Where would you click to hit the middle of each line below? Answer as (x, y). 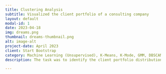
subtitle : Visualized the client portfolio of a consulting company (77, 14)
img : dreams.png (22, 32)
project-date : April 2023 (32, 46)
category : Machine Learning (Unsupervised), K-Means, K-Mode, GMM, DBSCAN (84, 55)
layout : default (22, 19)
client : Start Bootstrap (31, 50)
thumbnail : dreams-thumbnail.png (40, 37)
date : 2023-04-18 (23, 28)
